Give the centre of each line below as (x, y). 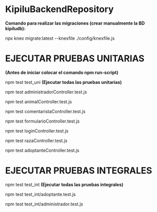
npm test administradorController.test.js (46, 92)
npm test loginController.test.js (37, 131)
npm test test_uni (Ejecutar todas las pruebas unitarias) (63, 82)
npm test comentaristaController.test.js (45, 111)
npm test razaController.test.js (36, 140)
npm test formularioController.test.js (42, 121)
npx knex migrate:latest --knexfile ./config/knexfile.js (60, 38)
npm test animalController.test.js (39, 101)
